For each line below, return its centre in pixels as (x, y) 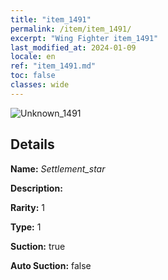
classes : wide (40, 85)
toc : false (33, 76)
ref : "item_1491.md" (53, 66)
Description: (36, 188)
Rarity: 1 (27, 207)
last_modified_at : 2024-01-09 (73, 47)
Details (32, 144)
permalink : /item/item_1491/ (71, 29)
